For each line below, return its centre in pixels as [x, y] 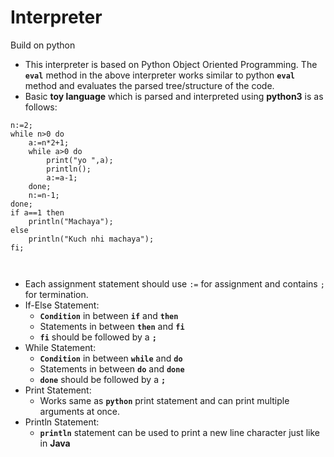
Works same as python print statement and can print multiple [164, 400]
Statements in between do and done [112, 368]
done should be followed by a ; [103, 379]
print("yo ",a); [80, 160]
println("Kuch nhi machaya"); [91, 239]
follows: [41, 107]
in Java [55, 443]
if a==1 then [37, 212]
